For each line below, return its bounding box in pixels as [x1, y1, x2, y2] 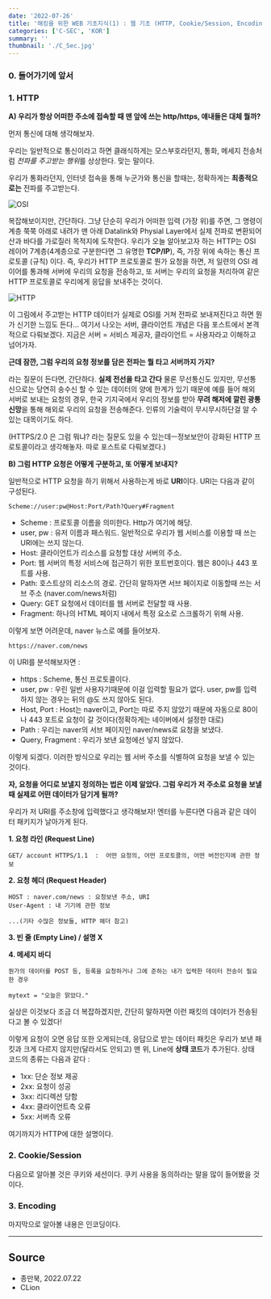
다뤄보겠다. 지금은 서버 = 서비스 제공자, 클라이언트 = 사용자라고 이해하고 [29, 330, 256, 340]
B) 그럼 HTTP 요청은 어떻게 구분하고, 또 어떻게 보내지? [8, 459, 179, 469]
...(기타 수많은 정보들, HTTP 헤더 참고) [8, 917, 129, 926]
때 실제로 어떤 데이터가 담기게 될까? [8, 790, 119, 799]
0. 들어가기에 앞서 [8, 70, 74, 82]
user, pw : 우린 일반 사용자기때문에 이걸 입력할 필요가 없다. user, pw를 [19, 685, 242, 694]
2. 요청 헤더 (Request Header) [8, 875, 107, 885]
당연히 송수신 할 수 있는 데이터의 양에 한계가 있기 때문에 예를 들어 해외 [35, 385, 256, 394]
